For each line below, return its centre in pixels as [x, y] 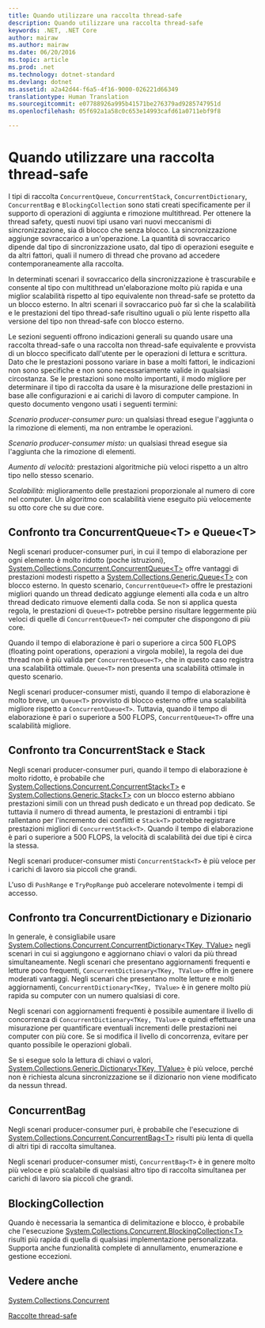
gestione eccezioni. [40, 1256]
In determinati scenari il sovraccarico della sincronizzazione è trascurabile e [132, 279]
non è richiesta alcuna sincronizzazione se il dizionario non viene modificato [132, 1077]
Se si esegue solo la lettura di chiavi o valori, [81, 1060]
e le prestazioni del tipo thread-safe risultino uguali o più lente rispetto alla [129, 312]
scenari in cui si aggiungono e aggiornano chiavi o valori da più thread [123, 954]
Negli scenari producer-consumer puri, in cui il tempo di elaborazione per [128, 551]
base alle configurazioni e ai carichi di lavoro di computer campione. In [123, 395]
